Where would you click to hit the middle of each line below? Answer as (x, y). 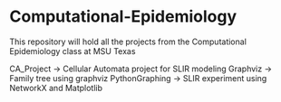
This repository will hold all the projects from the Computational (128, 42)
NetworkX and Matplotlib (56, 88)
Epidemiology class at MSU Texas (73, 51)
